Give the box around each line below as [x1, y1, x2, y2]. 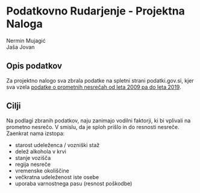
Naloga [6, 17, 43, 31]
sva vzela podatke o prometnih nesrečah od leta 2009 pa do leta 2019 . [6, 83, 182, 90]
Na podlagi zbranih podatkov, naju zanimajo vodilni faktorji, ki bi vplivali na [6, 116, 191, 124]
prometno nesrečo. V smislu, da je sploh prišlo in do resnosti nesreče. [6, 123, 180, 130]
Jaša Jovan [6, 43, 35, 51]
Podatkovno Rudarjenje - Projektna [6, 4, 185, 18]
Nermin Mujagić [6, 37, 46, 44]
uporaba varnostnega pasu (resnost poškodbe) [14, 180, 133, 187]
